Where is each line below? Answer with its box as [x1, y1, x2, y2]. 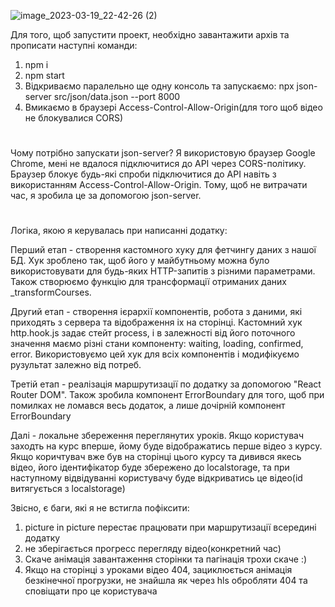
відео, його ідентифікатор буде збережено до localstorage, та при [10, 461, 290, 474]
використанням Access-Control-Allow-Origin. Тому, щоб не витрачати [10, 179, 308, 191]
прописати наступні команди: [10, 40, 138, 51]
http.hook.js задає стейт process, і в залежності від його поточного [10, 327, 296, 339]
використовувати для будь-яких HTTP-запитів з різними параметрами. [10, 265, 316, 277]
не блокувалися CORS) [24, 112, 124, 124]
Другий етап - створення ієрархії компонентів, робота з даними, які [10, 306, 303, 318]
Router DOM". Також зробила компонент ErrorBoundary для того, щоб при [10, 389, 325, 401]
